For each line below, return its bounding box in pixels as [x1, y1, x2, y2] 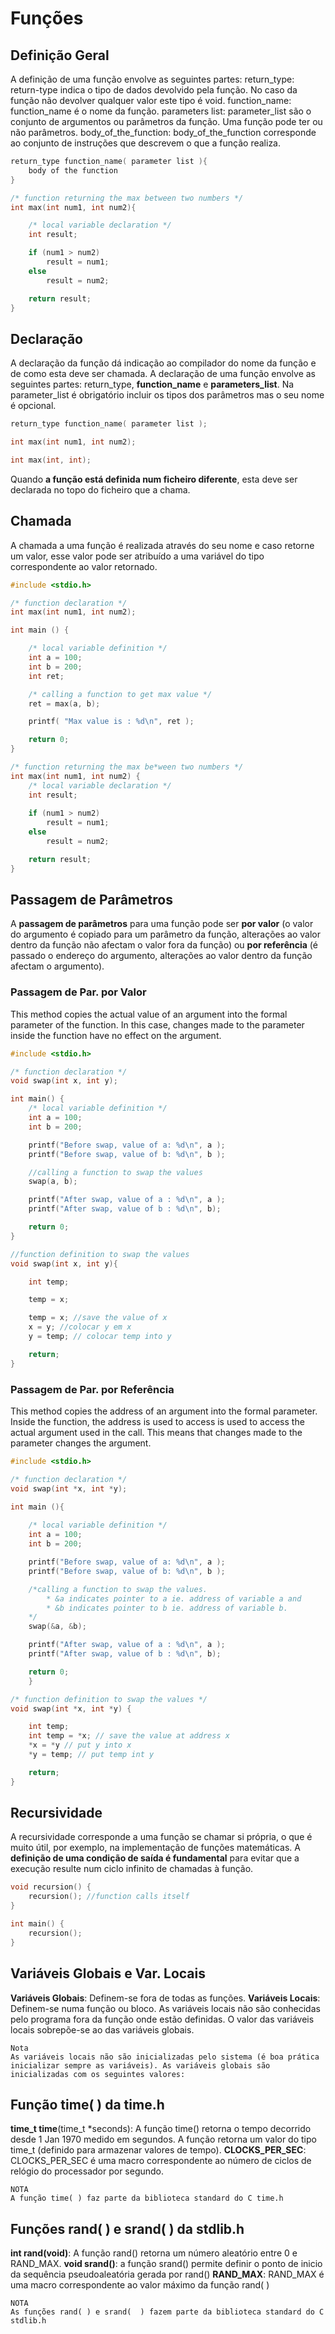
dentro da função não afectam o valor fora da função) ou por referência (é [10, 939, 318, 951]
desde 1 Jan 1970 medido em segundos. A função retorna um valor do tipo [10, 2133, 317, 2146]
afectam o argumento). [10, 960, 105, 972]
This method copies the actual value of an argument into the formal [10, 1008, 288, 1020]
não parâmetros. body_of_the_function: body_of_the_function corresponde [10, 127, 317, 138]
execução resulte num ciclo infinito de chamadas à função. [10, 1863, 254, 1875]
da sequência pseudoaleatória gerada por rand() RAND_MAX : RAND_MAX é [10, 2268, 325, 2281]
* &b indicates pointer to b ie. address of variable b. [46, 1603, 288, 1613]
